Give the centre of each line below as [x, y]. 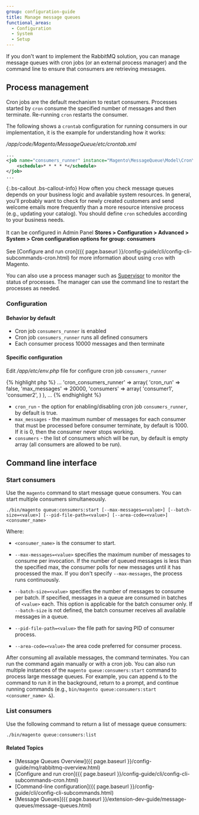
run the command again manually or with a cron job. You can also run [91, 664]
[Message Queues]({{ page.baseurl [58, 799]
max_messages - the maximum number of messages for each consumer [100, 419]
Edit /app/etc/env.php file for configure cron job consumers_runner [86, 371]
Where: [15, 532]
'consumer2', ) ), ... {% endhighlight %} [54, 395]
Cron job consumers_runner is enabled [60, 331]
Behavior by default [31, 318]
